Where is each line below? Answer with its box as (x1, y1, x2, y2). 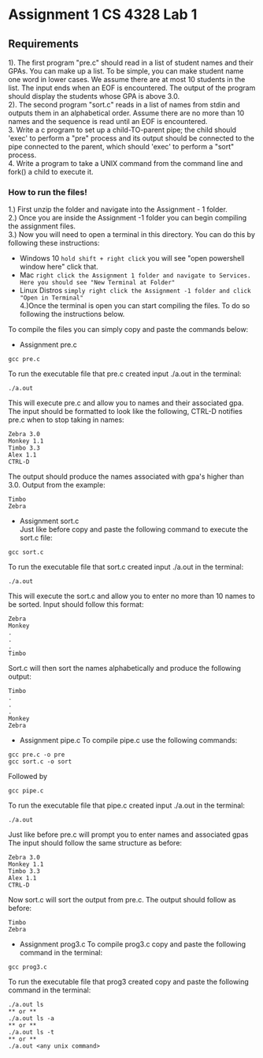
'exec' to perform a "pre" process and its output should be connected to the (8, 134, 254, 143)
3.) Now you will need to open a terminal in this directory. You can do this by (8, 230, 256, 239)
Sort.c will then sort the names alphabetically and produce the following (8, 664, 242, 673)
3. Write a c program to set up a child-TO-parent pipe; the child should (8, 125, 237, 134)
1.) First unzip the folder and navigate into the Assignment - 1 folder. (8, 205, 228, 214)
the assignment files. (8, 221, 76, 231)
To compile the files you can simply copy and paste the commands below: (8, 325, 249, 334)
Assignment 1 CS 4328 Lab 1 (8, 6, 198, 24)
